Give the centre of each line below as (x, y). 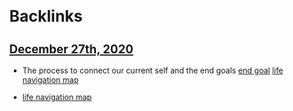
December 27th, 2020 (71, 49)
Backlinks (46, 16)
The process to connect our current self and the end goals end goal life (153, 70)
